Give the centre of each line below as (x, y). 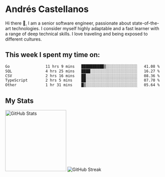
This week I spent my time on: (52, 55)
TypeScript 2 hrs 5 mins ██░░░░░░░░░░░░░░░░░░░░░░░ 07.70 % (82, 80)
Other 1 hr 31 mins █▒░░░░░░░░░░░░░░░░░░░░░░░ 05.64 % (82, 85)
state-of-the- (145, 23)
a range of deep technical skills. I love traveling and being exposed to (76, 34)
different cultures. (23, 39)
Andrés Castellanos (47, 9)
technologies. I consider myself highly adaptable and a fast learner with (85, 28)
